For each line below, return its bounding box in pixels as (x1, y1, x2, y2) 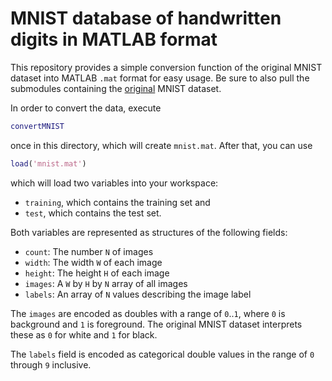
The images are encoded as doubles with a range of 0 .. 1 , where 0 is (10, 307, 286, 319)
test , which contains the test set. (24, 207, 162, 219)
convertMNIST (10, 121, 65, 131)
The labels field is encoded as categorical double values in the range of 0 (10, 348, 315, 360)
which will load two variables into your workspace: (10, 177, 219, 189)
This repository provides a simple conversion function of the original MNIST (10, 61, 323, 73)
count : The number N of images (24, 245, 154, 257)
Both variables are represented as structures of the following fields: (10, 226, 288, 238)
